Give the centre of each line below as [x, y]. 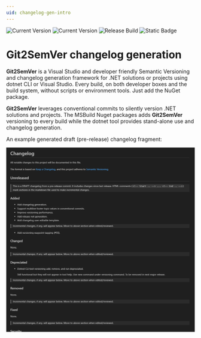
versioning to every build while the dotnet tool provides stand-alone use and [100, 121]
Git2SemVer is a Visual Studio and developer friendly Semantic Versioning [98, 71]
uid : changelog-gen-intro [38, 13]
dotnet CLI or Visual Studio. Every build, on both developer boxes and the [97, 84]
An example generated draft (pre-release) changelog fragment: [84, 139]
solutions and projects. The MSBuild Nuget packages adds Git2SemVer [95, 114]
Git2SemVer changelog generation [94, 55]
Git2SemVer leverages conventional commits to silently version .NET [91, 108]
